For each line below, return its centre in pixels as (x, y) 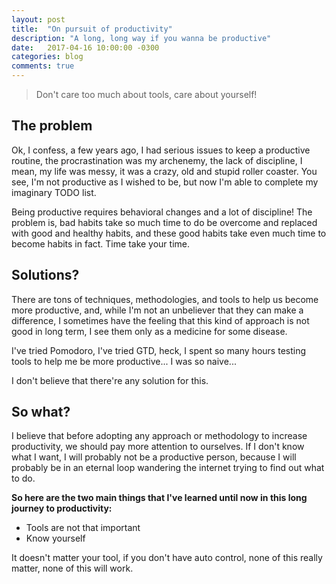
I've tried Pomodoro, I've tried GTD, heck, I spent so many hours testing (159, 350)
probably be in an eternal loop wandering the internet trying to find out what (168, 468)
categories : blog (47, 57)
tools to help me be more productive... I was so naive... (124, 361)
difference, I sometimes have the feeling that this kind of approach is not (160, 320)
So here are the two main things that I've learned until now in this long (159, 498)
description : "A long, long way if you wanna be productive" (141, 38)
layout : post (38, 19)
